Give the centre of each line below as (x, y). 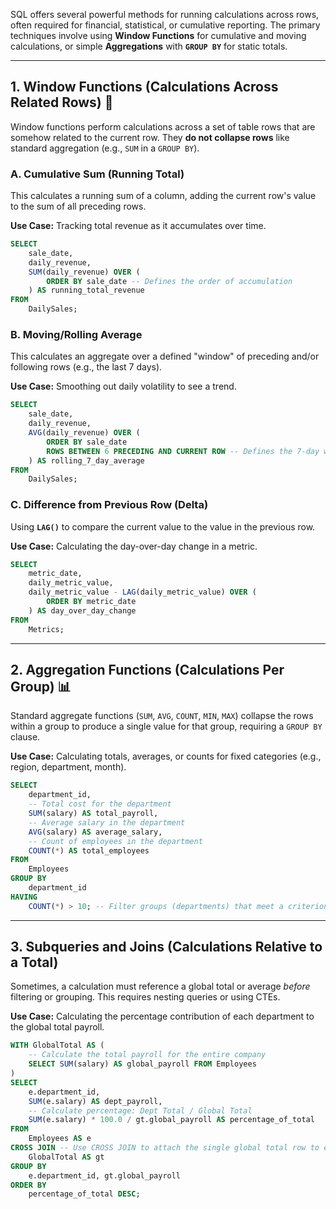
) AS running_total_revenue (86, 290)
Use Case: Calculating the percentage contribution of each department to (162, 1016)
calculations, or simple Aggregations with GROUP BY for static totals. (149, 46)
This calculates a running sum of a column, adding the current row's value (163, 196)
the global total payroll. (57, 1027)
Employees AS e (60, 1139)
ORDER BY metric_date (91, 602)
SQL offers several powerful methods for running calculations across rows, (165, 14)
